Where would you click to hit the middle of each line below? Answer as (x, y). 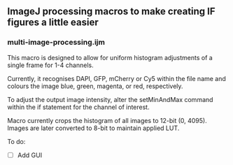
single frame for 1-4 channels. (50, 65)
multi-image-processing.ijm (56, 43)
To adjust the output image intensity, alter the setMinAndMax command (110, 99)
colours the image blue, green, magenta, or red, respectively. (95, 86)
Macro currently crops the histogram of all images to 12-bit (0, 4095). (107, 120)
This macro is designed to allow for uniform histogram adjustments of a (110, 57)
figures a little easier (53, 23)
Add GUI (30, 155)
